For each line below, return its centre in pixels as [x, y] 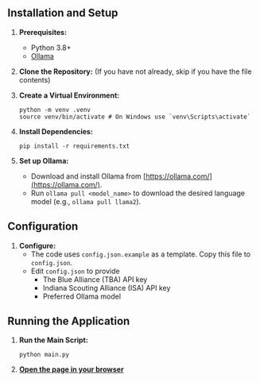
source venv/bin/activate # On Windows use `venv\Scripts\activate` [135, 117]
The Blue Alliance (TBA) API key [95, 279]
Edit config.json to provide [75, 271]
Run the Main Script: [53, 340]
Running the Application [69, 321]
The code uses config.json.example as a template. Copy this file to [141, 254]
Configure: [37, 245]
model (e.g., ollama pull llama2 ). [86, 201]
